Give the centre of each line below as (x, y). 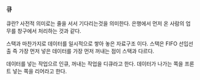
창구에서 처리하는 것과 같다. (49, 31)
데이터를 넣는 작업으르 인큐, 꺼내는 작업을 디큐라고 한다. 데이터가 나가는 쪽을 (95, 64)
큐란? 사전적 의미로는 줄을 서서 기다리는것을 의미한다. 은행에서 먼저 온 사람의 (95, 24)
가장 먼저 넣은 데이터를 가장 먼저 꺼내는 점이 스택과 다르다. (87, 51)
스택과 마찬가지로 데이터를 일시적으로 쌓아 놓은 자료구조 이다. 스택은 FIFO (92, 44)
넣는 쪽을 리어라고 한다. (40, 71)
